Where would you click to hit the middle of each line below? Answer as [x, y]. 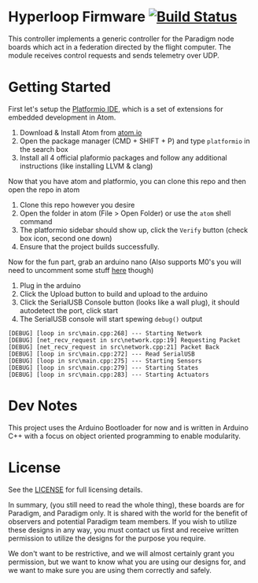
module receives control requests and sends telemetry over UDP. [114, 55]
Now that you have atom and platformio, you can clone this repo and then [127, 181]
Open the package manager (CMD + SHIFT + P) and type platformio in [135, 141]
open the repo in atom [44, 190]
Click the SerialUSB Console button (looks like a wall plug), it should [129, 302]
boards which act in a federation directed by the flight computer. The [120, 46]
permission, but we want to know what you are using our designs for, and [127, 562]
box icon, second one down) [66, 238]
